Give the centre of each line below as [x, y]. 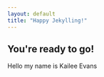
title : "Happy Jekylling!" [47, 20]
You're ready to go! [51, 49]
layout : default [31, 14]
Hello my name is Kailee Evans [52, 66]
